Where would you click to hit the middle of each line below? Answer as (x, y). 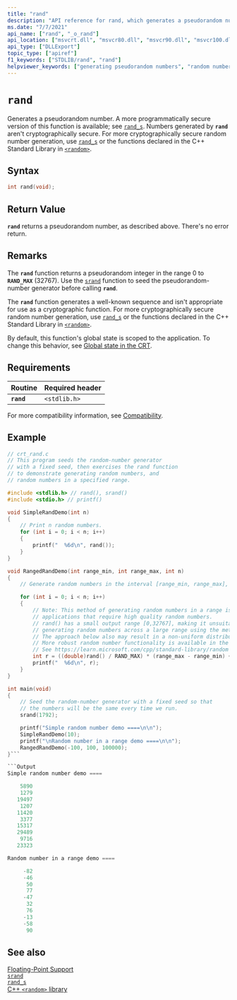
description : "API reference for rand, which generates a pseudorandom (115, 21)
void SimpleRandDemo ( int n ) (49, 512)
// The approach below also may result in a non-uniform (118, 637)
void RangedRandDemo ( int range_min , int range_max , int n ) (96, 571)
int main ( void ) (30, 689)
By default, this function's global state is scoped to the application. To (109, 338)
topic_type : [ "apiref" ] (42, 54)
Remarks (28, 256)
